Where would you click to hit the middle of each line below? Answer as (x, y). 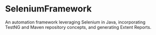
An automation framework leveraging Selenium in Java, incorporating (75, 22)
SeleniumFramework (48, 9)
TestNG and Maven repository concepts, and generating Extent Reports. (78, 27)
